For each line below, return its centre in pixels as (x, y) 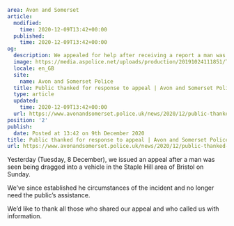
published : (29, 36)
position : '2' (28, 120)
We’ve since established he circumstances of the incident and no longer (111, 188)
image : (23, 62)
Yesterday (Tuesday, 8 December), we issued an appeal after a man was (111, 160)
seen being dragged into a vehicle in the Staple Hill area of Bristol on (106, 167)
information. (25, 216)
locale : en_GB (34, 68)
